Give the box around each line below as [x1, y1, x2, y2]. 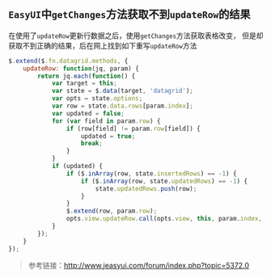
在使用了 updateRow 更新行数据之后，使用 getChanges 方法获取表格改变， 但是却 [8, 31, 264, 40]
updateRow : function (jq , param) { [23, 64, 139, 73]
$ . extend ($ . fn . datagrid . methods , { [8, 57, 129, 65]
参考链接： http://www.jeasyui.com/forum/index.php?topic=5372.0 [28, 260, 249, 270]
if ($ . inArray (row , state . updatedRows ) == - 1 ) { [80, 177, 248, 185]
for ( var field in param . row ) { [51, 116, 161, 125]
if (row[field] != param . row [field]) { [66, 124, 201, 133]
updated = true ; [80, 132, 136, 140]
